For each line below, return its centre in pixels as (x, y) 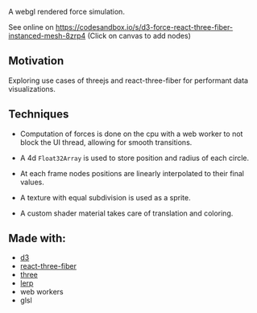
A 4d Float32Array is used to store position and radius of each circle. (135, 158)
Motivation (36, 61)
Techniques (39, 115)
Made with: (37, 239)
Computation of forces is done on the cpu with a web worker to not (131, 134)
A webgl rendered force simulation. (66, 12)
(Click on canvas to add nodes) (139, 36)
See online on (31, 27)
